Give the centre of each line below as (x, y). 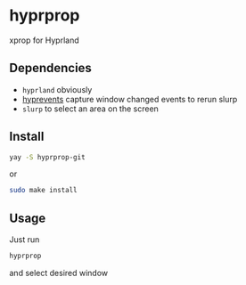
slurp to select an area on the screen (90, 109)
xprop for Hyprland (45, 40)
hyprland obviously (57, 89)
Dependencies (50, 68)
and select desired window (59, 273)
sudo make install (43, 191)
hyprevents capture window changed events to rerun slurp (130, 99)
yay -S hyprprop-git (48, 157)
